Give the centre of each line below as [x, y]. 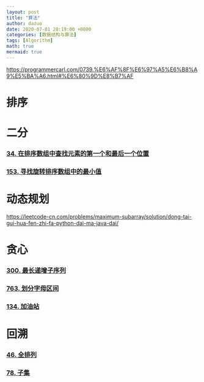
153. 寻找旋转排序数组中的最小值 [54, 171]
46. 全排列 [22, 354]
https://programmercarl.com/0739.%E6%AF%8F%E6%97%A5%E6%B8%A [102, 69]
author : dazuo [24, 23]
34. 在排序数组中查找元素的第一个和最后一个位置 [78, 154]
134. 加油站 [23, 306]
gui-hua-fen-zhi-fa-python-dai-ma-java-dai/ [63, 223]
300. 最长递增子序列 [36, 270]
